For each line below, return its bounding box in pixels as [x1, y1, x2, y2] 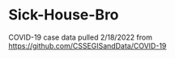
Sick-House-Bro [8, 6, 119, 24]
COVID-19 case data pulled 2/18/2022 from [8, 32, 152, 42]
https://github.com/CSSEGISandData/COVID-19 [8, 40, 167, 50]
